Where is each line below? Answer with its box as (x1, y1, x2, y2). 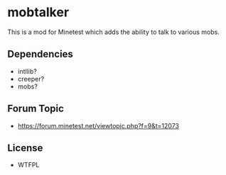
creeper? (17, 74, 45, 83)
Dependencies (7, 48, 73, 60)
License (7, 142, 43, 154)
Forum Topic (7, 103, 64, 115)
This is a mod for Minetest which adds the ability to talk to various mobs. (7, 28, 220, 36)
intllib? (17, 67, 37, 75)
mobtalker (7, 4, 70, 21)
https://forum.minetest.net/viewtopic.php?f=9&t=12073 (17, 121, 180, 130)
